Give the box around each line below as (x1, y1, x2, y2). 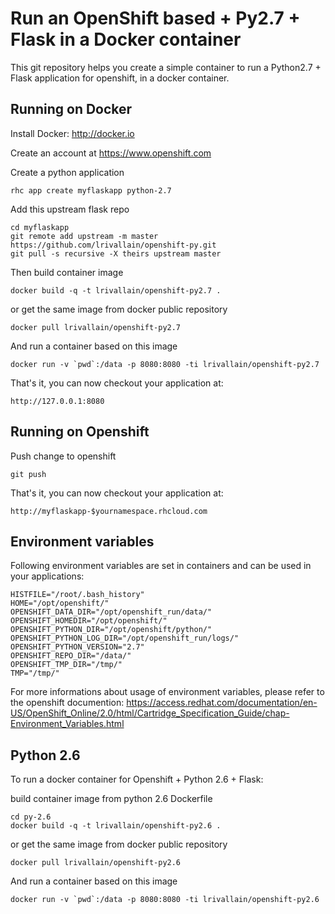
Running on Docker (10, 101, 133, 118)
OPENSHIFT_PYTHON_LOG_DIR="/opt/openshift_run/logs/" (10, 633, 240, 644)
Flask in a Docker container (10, 28, 242, 51)
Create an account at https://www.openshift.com (10, 147, 212, 159)
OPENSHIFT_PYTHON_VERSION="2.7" (10, 642, 145, 652)
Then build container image (10, 266, 124, 278)
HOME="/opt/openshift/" (10, 598, 110, 609)
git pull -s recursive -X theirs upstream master (10, 248, 222, 259)
